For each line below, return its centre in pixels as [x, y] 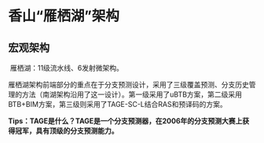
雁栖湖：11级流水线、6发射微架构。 [67, 68]
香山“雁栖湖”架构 [64, 16]
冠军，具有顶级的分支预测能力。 [66, 131]
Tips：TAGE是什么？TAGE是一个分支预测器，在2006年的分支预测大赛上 [125, 121]
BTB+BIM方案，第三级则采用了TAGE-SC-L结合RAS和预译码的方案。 [117, 104]
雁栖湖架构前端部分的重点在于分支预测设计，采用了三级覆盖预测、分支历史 [128, 84]
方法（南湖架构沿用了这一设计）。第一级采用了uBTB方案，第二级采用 [132, 94]
